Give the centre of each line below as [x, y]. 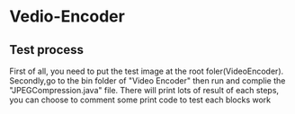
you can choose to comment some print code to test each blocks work [140, 100]
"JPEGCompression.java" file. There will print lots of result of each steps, [144, 90]
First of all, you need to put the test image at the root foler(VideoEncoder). [147, 71]
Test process [46, 50]
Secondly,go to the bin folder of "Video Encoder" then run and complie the [147, 81]
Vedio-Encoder [67, 17]
